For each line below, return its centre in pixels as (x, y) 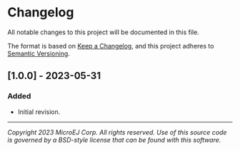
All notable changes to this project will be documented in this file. (104, 32)
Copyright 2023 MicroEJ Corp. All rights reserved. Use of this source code (117, 132)
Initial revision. (39, 112)
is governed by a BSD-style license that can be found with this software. (114, 140)
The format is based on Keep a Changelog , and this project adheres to (111, 46)
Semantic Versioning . (39, 53)
